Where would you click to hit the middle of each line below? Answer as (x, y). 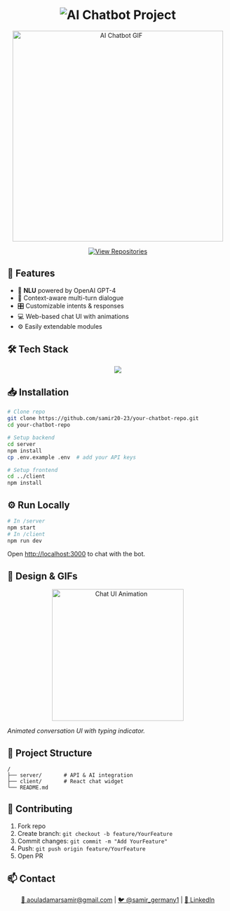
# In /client (26, 534)
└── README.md (28, 788)
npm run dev (25, 541)
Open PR (30, 856)
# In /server (26, 521)
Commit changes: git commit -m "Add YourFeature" (93, 841)
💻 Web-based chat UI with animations (73, 316)
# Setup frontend (33, 470)
